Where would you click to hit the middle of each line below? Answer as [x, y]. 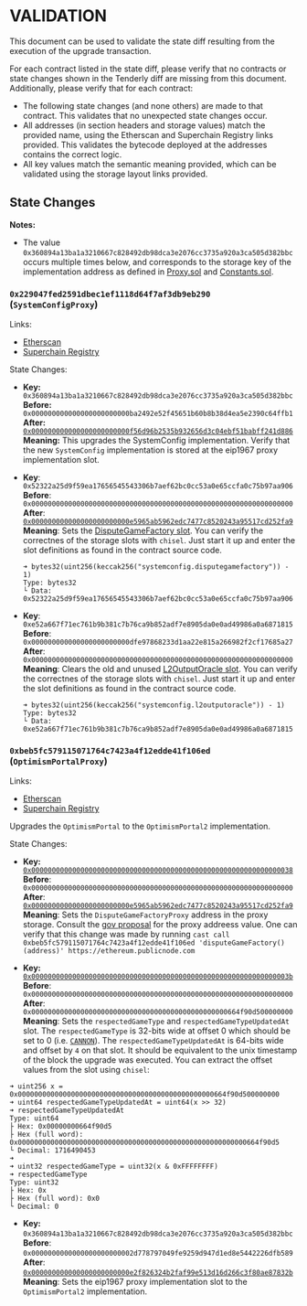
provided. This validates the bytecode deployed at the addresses [145, 145]
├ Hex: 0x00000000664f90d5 [61, 1127]
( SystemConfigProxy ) [54, 305]
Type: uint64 [34, 1119]
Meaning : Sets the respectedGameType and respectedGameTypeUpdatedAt [156, 1022]
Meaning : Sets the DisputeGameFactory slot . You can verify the [143, 530]
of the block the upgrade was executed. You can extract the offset [148, 1060]
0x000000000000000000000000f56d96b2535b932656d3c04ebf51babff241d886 [158, 432]
